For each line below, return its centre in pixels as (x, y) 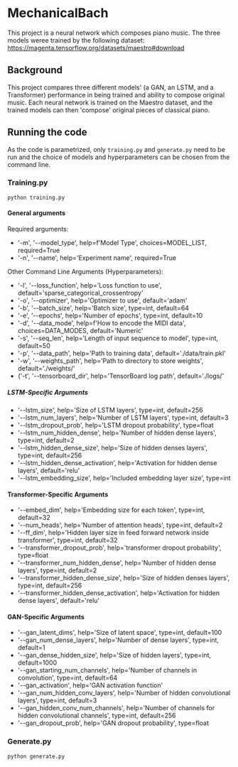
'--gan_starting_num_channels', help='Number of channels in (107, 670)
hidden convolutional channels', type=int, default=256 (97, 716)
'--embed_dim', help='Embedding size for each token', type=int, (111, 510)
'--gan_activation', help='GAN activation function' (90, 685)
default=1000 (37, 663)
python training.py (36, 197)
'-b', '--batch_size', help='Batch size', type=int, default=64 (103, 308)
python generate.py (36, 756)
